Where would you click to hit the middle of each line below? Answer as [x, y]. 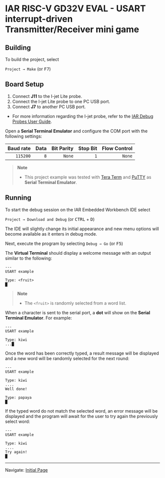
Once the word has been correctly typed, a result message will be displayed [82, 353]
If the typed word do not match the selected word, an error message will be [82, 411]
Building [18, 47]
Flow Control [117, 148]
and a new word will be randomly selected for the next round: [67, 358]
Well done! [16, 389]
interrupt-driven [39, 19]
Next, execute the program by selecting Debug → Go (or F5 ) [64, 243]
